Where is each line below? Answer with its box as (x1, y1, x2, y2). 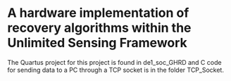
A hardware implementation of (7, 5, 189, 21)
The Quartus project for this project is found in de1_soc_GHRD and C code (7, 58, 222, 66)
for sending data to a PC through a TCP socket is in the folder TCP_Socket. (7, 66, 224, 74)
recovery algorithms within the (7, 20, 192, 36)
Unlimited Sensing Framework (7, 35, 188, 51)
